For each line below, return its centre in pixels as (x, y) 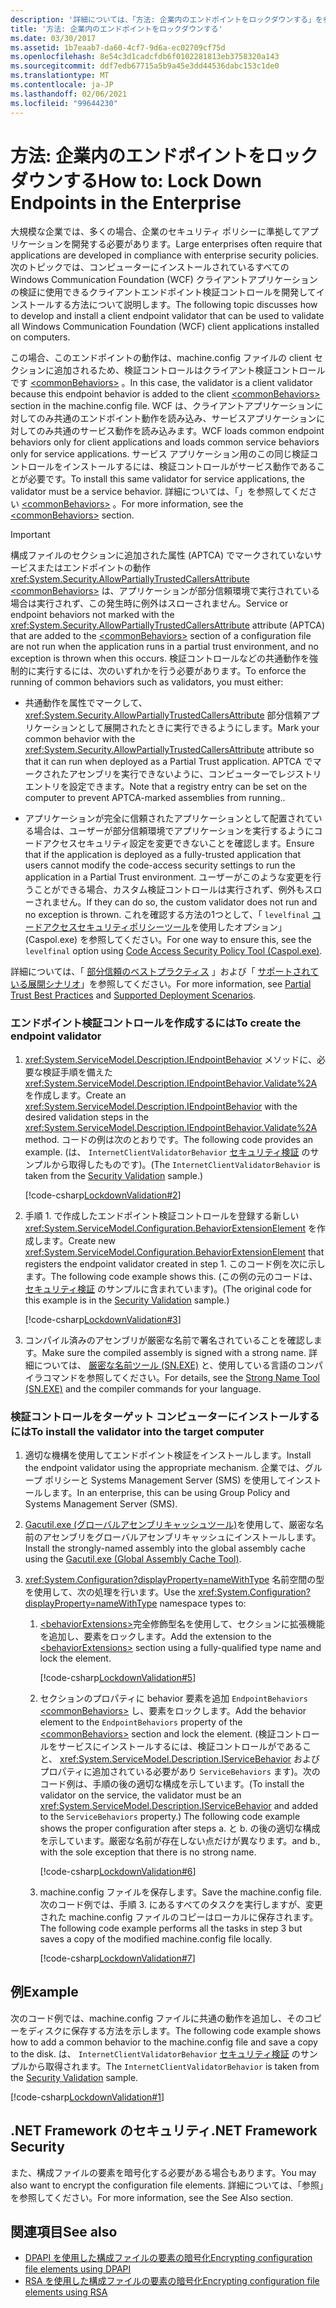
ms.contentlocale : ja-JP (62, 85)
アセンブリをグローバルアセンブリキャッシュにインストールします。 (182, 1537)
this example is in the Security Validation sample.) (127, 1300)
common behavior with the (80, 739)
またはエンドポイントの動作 (93, 568)
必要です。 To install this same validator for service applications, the (166, 479)
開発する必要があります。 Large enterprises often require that (197, 244)
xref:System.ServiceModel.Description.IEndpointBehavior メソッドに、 (170, 1059)
